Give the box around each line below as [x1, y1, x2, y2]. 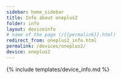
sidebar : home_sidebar [6, 9, 64, 15]
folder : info [6, 20, 40, 26]
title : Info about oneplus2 [6, 15, 78, 21]
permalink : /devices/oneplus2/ [6, 43, 86, 50]
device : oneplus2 [6, 49, 51, 55]
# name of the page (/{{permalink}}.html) [6, 32, 116, 38]
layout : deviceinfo [6, 26, 56, 32]
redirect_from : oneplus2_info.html [6, 37, 97, 43]
